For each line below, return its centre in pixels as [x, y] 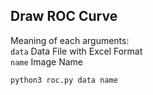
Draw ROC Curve [64, 16]
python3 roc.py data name [64, 80]
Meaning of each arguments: [70, 40]
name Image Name [46, 61]
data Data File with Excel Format [76, 51]
